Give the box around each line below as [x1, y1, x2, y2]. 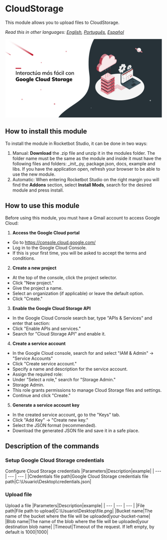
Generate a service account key [12, 402, 80, 408]
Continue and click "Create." [12, 392, 71, 398]
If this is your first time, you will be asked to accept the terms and [12, 250, 147, 256]
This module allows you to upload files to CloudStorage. [5, 19, 120, 25]
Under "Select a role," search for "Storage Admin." [12, 376, 116, 382]
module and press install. [12, 187, 64, 193]
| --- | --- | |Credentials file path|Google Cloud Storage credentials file [5, 473, 149, 479]
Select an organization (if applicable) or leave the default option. [12, 290, 144, 296]
